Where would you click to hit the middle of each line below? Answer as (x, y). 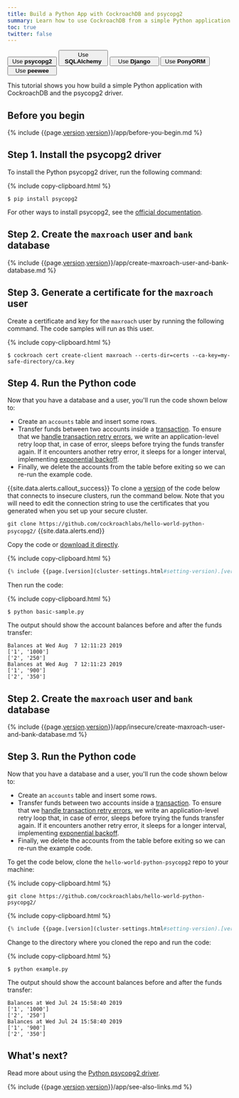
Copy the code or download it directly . (63, 545)
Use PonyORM (185, 62)
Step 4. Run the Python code (72, 383)
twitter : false (30, 34)
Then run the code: (36, 585)
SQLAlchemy (83, 62)
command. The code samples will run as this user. (81, 329)
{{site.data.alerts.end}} (71, 531)
